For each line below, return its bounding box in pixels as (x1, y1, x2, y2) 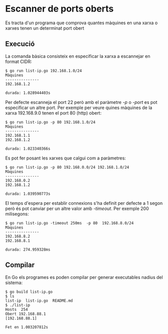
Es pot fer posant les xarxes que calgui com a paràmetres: (5, 155, 126, 161)
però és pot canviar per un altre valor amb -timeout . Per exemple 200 (5, 205, 149, 211)
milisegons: (5, 210, 29, 217)
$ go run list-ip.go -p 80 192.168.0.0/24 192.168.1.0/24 (5, 164, 129, 170)
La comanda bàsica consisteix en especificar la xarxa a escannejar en (5, 53, 150, 59)
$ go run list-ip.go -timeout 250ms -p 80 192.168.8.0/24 (5, 220, 134, 226)
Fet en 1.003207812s (5, 324, 49, 329)
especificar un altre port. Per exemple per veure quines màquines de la (5, 104, 152, 110)
